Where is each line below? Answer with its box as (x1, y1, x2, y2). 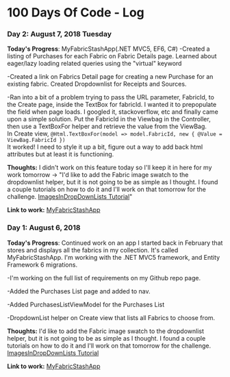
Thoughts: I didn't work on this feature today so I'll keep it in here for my (7, 163, 212, 172)
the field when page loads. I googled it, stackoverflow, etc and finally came (7, 108, 219, 116)
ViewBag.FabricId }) (7, 137, 66, 144)
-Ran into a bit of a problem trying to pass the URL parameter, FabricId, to (7, 93, 214, 101)
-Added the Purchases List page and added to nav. (7, 287, 151, 295)
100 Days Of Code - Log (7, 5, 145, 21)
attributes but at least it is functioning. (7, 150, 114, 158)
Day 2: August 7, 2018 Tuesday (7, 29, 112, 39)
